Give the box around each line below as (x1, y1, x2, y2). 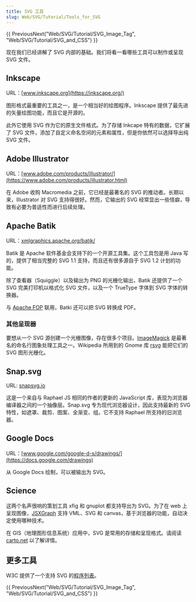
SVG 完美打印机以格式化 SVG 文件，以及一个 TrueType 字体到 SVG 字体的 (6, 284, 183, 291)
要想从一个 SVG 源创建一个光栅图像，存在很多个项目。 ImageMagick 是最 (6, 334, 182, 341)
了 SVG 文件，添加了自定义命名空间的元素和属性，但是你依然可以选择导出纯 (6, 129, 189, 136)
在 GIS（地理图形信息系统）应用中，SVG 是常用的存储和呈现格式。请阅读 (6, 529, 182, 536)
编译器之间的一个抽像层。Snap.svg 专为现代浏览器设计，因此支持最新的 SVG (6, 401, 191, 408)
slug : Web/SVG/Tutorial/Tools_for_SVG (6, 14, 101, 20)
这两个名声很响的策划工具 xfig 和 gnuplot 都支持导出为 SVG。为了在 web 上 (6, 502, 188, 509)
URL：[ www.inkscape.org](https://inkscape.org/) (6, 89, 125, 97)
